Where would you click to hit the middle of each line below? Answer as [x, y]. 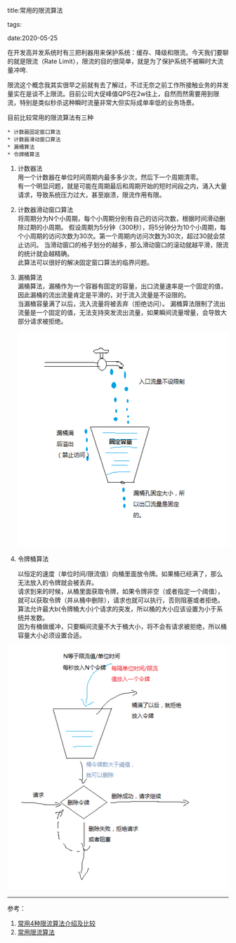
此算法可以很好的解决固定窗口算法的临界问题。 [85, 262]
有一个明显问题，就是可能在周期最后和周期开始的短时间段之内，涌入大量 [122, 186]
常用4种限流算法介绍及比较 [57, 923]
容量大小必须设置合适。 [51, 635]
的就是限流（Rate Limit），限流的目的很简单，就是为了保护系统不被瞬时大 [112, 61]
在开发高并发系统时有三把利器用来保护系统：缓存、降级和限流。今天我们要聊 [118, 52]
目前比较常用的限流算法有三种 [50, 117]
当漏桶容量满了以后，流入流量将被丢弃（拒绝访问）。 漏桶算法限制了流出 [122, 304]
